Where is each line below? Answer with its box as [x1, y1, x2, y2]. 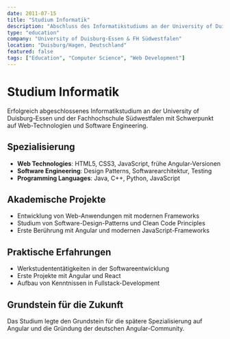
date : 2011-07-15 [7, 10, 57, 17]
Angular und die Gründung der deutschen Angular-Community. [7, 324, 185, 332]
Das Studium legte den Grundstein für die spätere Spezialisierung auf [7, 316, 203, 325]
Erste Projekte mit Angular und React [16, 272, 121, 280]
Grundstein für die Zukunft [7, 299, 124, 310]
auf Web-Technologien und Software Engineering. [7, 121, 149, 129]
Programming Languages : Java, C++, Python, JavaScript [16, 174, 180, 182]
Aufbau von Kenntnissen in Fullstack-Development [16, 279, 160, 288]
